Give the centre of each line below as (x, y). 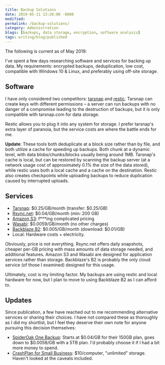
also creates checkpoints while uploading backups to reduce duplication (79, 175)
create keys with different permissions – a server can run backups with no (80, 104)
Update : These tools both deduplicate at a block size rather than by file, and (83, 144)
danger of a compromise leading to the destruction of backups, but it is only (82, 109)
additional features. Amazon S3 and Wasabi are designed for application (79, 254)
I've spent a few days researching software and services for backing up (78, 61)
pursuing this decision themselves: (41, 328)
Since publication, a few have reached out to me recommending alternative (82, 312)
